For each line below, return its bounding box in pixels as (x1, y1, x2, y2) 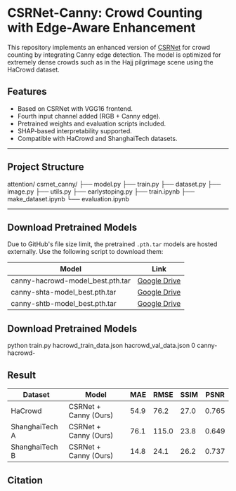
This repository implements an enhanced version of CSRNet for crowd (7, 43, 211, 51)
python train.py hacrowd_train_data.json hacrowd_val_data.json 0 (7, 342, 195, 350)
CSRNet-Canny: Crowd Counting (7, 5, 203, 21)
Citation (7, 475, 44, 487)
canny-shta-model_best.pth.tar (11, 288, 117, 297)
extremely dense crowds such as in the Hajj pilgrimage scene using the (7, 58, 214, 66)
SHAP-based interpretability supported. (17, 126, 132, 135)
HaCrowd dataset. (7, 65, 60, 74)
